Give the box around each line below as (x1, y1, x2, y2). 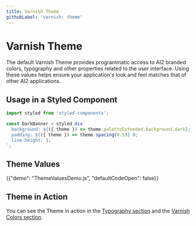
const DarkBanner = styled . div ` (6, 121, 85, 127)
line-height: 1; (11, 137, 51, 143)
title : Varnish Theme (6, 8, 59, 15)
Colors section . (6, 214, 43, 221)
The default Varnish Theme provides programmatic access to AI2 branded (6, 59, 187, 66)
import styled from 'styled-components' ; (6, 110, 109, 117)
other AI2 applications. (6, 78, 61, 85)
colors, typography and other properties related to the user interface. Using (6, 65, 190, 72)
